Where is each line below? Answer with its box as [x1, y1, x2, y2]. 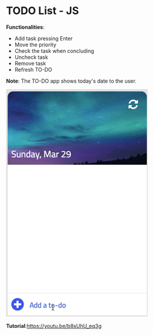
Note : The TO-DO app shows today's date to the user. [6, 77, 137, 84]
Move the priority [14, 41, 57, 48]
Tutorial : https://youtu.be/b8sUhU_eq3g [6, 322, 101, 329]
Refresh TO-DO [14, 66, 53, 73]
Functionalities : [6, 23, 45, 31]
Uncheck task [14, 53, 49, 60]
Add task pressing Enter [14, 35, 73, 42]
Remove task [14, 60, 46, 67]
